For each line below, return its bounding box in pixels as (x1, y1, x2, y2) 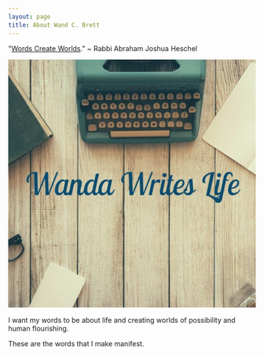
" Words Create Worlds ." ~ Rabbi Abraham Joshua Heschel (8, 43, 198, 53)
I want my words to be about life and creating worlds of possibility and (8, 315, 236, 324)
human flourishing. (8, 324, 69, 333)
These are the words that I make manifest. (8, 338, 145, 348)
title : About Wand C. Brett (8, 20, 101, 29)
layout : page (8, 13, 51, 20)
